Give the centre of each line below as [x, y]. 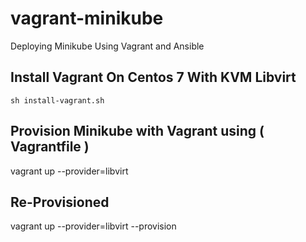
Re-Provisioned [60, 202]
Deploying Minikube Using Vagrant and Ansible [107, 46]
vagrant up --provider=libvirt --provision [93, 226]
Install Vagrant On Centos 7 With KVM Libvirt [153, 77]
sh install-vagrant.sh [57, 100]
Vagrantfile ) [50, 147]
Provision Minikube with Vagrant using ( [137, 131]
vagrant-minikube [87, 18]
